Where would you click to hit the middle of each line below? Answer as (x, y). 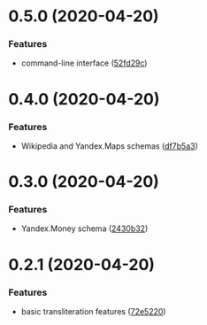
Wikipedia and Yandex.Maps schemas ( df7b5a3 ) (109, 146)
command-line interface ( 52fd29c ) (84, 63)
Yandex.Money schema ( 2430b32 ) (84, 228)
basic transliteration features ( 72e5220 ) (93, 311)
